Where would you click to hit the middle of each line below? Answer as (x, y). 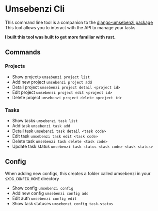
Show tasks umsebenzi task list (45, 121)
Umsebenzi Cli (35, 9)
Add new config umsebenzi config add (50, 193)
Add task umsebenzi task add (41, 125)
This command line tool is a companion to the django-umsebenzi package (79, 22)
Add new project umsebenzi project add (52, 82)
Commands (23, 52)
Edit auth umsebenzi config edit (44, 198)
